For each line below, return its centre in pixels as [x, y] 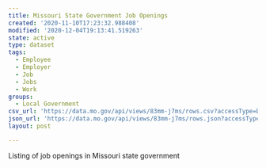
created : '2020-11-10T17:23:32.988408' [74, 23]
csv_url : [23, 112]
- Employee [33, 60]
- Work [26, 89]
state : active [32, 38]
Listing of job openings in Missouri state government [94, 155]
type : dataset [32, 45]
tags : [17, 52]
